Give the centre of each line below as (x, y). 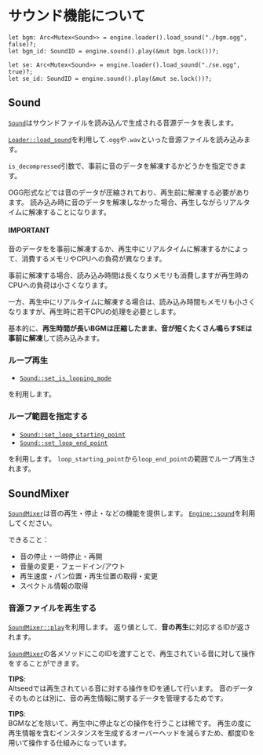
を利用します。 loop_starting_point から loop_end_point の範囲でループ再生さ (132, 458)
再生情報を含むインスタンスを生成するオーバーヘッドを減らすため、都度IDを (131, 733)
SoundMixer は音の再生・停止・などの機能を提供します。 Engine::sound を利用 (132, 513)
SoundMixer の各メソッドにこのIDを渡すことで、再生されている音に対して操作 (132, 653)
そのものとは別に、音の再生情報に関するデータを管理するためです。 (118, 698)
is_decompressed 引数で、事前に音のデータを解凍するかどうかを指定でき (124, 166)
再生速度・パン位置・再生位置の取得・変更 (89, 576)
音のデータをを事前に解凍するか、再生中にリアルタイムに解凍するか (118, 249)
